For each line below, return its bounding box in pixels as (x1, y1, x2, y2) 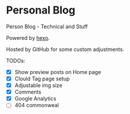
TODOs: (6, 57, 25, 64)
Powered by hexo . (6, 34, 50, 41)
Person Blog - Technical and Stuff (6, 23, 88, 30)
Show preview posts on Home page (14, 68, 101, 75)
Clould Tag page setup (14, 75, 70, 82)
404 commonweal (14, 102, 59, 109)
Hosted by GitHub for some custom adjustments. (6, 45, 125, 53)
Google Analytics (14, 95, 56, 102)
